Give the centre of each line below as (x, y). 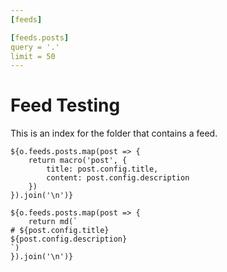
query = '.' (35, 47)
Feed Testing (65, 105)
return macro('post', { (78, 161)
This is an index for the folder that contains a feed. (114, 133)
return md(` (53, 222)
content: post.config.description (118, 178)
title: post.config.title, (102, 169)
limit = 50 (33, 56)
